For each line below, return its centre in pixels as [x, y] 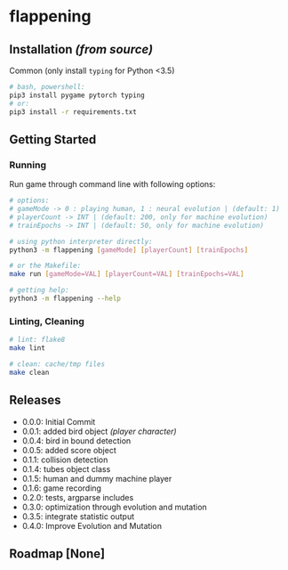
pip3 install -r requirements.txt [73, 112]
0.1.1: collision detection [65, 460]
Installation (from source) [81, 49]
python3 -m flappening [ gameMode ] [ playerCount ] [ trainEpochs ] [129, 250]
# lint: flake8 [37, 340]
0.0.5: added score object [69, 450]
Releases [35, 400]
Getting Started [53, 139]
